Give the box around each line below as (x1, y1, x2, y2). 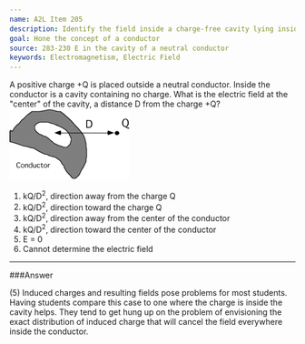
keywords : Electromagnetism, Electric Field (9, 53, 181, 63)
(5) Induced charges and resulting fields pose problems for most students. (9, 287, 288, 298)
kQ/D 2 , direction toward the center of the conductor (22, 223, 217, 235)
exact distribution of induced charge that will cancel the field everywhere (9, 316, 283, 327)
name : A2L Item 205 (9, 15, 84, 24)
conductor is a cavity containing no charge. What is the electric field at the (9, 89, 289, 100)
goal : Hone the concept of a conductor (9, 34, 161, 43)
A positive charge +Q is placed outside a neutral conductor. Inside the (9, 79, 271, 90)
